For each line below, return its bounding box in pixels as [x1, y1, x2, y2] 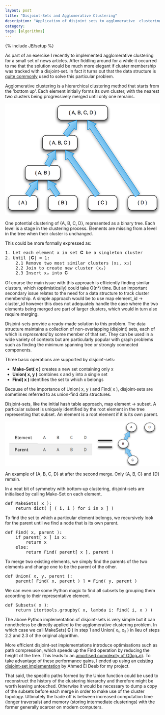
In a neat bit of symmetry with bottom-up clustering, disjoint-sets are [5, 486, 145, 492]
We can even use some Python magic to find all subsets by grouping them [5, 588, 156, 594]
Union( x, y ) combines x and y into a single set [12, 372, 108, 377]
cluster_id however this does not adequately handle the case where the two [5, 301, 158, 306]
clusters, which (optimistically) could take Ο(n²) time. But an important [5, 285, 147, 291]
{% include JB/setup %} [5, 43, 54, 49]
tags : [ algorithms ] [5, 29, 45, 34]
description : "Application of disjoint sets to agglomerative [5, 18, 135, 23]
